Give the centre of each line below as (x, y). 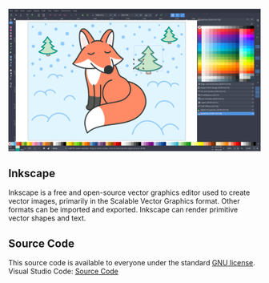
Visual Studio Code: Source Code (63, 271)
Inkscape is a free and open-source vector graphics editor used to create (129, 192)
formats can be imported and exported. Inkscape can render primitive (123, 210)
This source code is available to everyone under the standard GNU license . (132, 263)
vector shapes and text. (47, 218)
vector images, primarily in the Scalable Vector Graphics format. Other (124, 201)
